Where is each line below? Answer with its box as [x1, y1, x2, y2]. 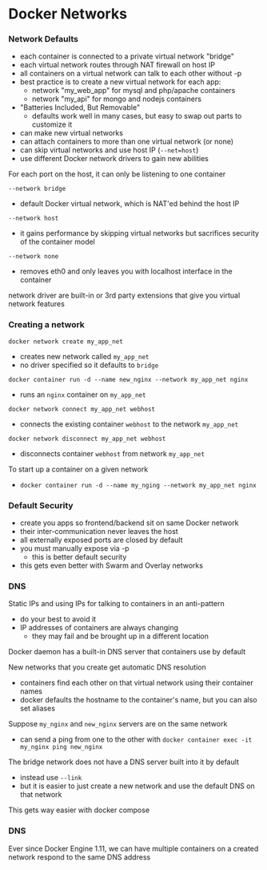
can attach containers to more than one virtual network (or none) [19, 137, 234, 147]
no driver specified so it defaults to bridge [19, 360, 159, 370]
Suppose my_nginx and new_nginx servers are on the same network [8, 719, 228, 729]
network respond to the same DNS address [8, 852, 151, 862]
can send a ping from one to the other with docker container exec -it [19, 734, 253, 744]
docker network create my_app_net [8, 338, 124, 346]
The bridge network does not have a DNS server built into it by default [8, 757, 240, 767]
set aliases [19, 703, 56, 714]
